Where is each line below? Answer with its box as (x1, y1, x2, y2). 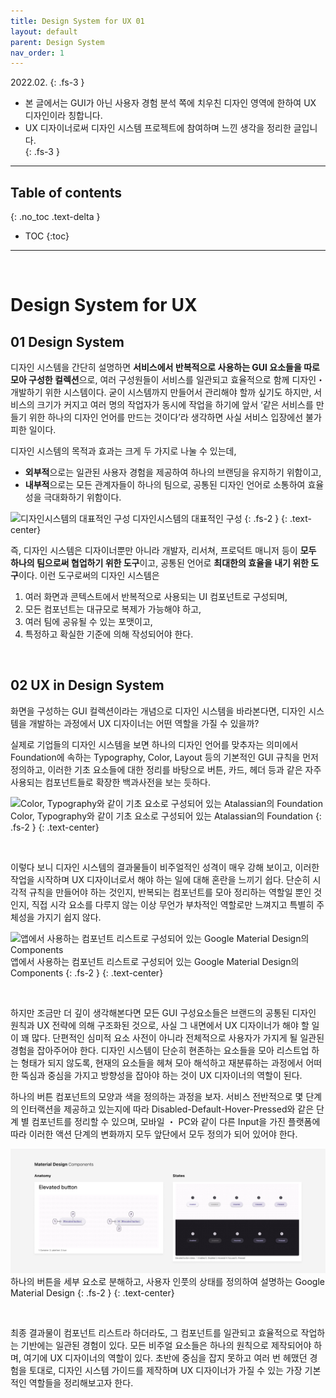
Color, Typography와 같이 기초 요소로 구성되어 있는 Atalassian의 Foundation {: (10, 810, 322, 822)
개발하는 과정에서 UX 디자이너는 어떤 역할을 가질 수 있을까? (28, 717, 260, 729)
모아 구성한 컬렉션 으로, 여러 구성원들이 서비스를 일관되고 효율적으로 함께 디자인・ (10, 374, 326, 386)
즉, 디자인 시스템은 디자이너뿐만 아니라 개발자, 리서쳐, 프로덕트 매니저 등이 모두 (10, 545, 317, 557)
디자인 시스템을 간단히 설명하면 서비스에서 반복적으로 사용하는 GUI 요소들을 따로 (10, 361, 320, 374)
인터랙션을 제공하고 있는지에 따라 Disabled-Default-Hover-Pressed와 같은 (20, 1103, 315, 1115)
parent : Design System (10, 37, 105, 47)
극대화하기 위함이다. (43, 491, 122, 504)
